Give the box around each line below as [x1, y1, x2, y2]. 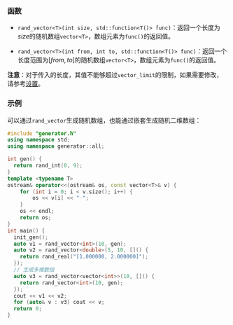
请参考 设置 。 [7, 79, 44, 88]
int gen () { [7, 155, 42, 162]
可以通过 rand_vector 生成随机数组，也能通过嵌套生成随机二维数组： [7, 116, 202, 124]
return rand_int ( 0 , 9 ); [13, 162, 83, 170]
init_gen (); [13, 233, 49, 241]
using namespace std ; [7, 137, 71, 144]
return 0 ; [13, 305, 42, 312]
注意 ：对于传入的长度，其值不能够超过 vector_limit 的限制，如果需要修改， [7, 71, 223, 79]
